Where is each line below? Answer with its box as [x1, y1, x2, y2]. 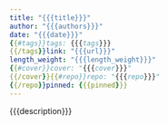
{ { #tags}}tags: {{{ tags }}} [9, 38, 112, 48]
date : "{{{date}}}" [9, 30, 84, 39]
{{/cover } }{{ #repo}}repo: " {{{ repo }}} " [9, 72, 161, 82]
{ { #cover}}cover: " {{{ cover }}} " [9, 64, 132, 73]
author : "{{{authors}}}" [9, 22, 104, 31]
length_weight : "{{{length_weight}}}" [9, 55, 156, 64]
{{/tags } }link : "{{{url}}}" [9, 47, 116, 56]
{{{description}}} [9, 105, 73, 116]
